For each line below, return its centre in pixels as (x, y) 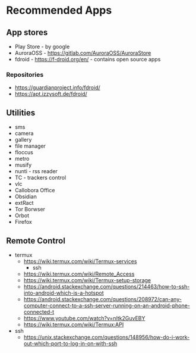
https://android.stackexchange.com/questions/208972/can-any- (103, 299)
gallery (23, 140)
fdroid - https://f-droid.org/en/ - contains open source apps (88, 59)
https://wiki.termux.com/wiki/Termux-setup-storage (87, 280)
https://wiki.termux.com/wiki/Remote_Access (79, 274)
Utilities (21, 113)
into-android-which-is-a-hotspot (64, 293)
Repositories (25, 74)
